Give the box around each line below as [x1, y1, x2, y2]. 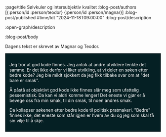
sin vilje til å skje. [9, 118, 44, 123]
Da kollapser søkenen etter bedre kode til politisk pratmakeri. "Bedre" [9, 107, 151, 113]
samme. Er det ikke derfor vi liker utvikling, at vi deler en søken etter [9, 67, 148, 73]
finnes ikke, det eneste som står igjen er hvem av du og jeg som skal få [9, 112, 154, 118]
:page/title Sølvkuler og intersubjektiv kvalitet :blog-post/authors [5, 4, 137, 10]
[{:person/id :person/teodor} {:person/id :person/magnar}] [5, 9, 124, 15]
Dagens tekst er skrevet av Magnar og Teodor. [5, 44, 100, 49]
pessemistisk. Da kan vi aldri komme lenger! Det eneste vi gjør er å [9, 92, 145, 98]
